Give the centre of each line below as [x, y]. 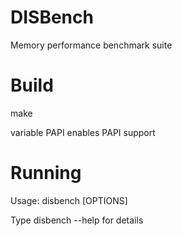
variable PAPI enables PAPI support [83, 132]
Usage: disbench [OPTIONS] [69, 200]
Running [46, 173]
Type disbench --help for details [77, 220]
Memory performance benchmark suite [91, 45]
